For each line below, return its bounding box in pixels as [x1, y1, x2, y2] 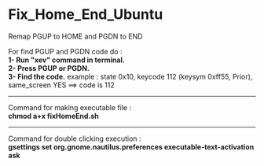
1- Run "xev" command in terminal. [8, 55, 126, 65]
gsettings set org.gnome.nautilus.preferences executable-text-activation [8, 142, 255, 151]
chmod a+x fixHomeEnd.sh [8, 111, 100, 120]
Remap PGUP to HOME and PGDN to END [8, 31, 143, 41]
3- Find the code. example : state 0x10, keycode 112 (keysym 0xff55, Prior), [8, 72, 253, 81]
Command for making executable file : [8, 102, 132, 112]
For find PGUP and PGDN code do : [8, 46, 123, 56]
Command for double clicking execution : [8, 134, 141, 143]
